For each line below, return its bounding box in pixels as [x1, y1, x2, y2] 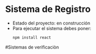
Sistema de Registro [5, 3, 91, 15]
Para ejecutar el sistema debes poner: [12, 25, 91, 31]
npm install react [12, 35, 51, 40]
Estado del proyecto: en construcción [12, 20, 90, 26]
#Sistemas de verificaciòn [5, 44, 59, 50]
